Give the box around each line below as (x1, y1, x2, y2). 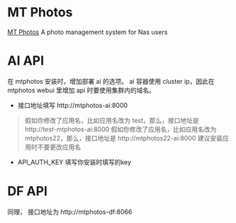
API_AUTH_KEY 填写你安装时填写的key (17, 158, 132, 166)
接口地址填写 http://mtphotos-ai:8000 (17, 101, 128, 109)
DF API (7, 183, 48, 200)
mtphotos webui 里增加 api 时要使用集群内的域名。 (7, 86, 156, 94)
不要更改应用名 (37, 143, 82, 151)
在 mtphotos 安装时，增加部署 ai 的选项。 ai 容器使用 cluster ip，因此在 (7, 77, 215, 85)
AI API (7, 53, 45, 69)
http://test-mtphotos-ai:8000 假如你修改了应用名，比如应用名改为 (24, 125, 217, 134)
